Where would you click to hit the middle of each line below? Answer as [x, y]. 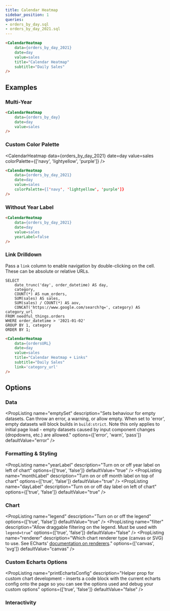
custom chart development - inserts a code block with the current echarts [83, 579]
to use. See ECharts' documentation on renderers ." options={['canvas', [80, 543]
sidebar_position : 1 [27, 15]
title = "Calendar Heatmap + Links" [51, 358]
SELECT [12, 280]
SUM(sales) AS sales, [37, 298]
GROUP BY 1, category [28, 325]
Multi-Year [19, 102]
